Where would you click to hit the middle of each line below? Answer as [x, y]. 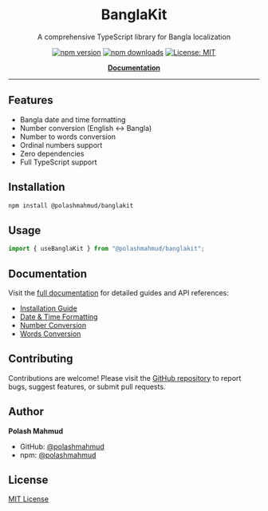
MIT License [29, 499]
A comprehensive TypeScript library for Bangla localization [134, 37]
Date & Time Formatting [59, 316]
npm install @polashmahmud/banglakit [71, 205]
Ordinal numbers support [61, 145]
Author [26, 412]
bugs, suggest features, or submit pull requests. [87, 386]
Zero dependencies [52, 153]
